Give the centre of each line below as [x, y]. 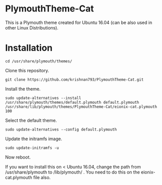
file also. [42, 177]
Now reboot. [18, 157]
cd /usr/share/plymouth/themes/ [39, 61]
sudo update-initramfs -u [32, 148]
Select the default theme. [31, 120]
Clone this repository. [27, 70]
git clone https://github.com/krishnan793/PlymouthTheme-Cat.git [74, 80]
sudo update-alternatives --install [43, 98]
